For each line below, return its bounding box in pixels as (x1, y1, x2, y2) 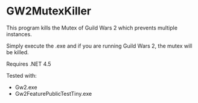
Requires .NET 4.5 (6, 60, 51, 67)
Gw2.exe (14, 83, 37, 91)
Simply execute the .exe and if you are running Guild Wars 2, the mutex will (6, 42, 193, 49)
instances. (6, 30, 32, 37)
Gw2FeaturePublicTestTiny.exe (14, 90, 92, 97)
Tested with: (6, 72, 37, 79)
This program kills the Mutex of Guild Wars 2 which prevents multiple (6, 24, 178, 31)
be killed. (6, 48, 29, 55)
